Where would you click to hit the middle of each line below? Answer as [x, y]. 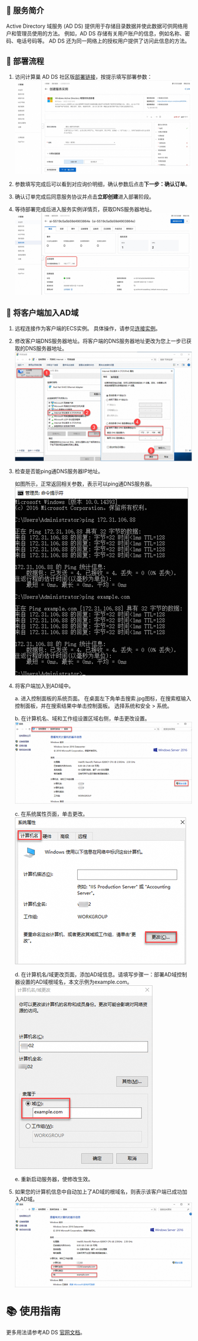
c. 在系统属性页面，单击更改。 [51, 814]
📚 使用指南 [34, 1311]
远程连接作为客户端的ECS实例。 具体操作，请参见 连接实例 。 [88, 328]
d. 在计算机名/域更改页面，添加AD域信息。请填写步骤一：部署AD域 [95, 975]
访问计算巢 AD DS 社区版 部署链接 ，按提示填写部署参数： [83, 76]
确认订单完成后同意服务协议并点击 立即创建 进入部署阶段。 [84, 197]
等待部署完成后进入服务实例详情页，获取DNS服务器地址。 [85, 209]
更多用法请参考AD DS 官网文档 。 [46, 1332]
